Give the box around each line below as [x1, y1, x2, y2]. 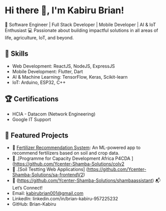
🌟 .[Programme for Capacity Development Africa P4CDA [12, 155, 131, 161]
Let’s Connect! [12, 185, 43, 191]
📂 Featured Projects [5, 131, 69, 139]
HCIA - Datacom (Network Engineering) [12, 111, 96, 117]
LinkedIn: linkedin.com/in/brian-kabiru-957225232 [12, 196, 118, 202]
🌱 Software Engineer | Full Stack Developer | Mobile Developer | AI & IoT [5, 21, 156, 28]
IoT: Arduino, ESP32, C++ [12, 79, 66, 85]
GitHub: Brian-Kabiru [12, 201, 57, 207]
